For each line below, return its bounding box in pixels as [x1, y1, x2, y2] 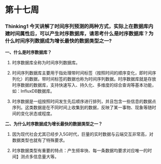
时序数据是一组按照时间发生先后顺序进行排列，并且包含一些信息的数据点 [12, 98, 156, 104]
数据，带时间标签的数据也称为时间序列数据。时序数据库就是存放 [29, 76, 156, 82]
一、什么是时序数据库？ [5, 49, 52, 55]
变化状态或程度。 [20, 111, 55, 116]
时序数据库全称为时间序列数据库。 [12, 60, 80, 66]
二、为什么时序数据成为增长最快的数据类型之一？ [5, 121, 102, 127]
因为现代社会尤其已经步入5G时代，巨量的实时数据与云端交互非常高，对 [12, 131, 154, 137]
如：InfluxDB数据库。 [12, 88, 55, 94]
